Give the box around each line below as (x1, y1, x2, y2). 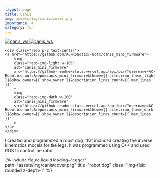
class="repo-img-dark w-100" (14, 95, 73, 100)
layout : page (5, 7, 32, 12)
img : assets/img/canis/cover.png (5, 16, 73, 21)
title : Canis (5, 12, 32, 17)
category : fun (5, 25, 34, 30)
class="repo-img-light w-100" (14, 61, 75, 66)
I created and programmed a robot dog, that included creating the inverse (5, 137, 153, 143)
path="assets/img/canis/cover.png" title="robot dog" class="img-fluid (5, 162, 146, 168)
